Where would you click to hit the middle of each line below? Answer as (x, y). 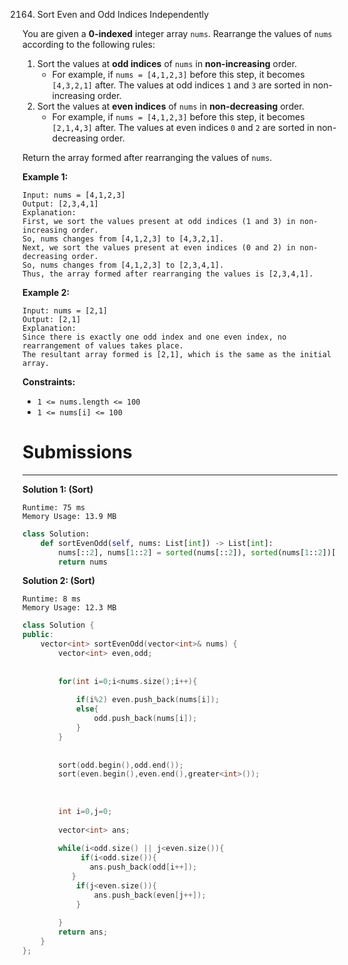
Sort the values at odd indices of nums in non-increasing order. (167, 63)
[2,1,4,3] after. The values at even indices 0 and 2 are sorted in (183, 127)
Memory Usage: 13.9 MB (69, 516)
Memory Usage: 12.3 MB (69, 608)
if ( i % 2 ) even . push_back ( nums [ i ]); (147, 700)
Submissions (77, 452)
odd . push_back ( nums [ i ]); (145, 719)
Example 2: (46, 292)
